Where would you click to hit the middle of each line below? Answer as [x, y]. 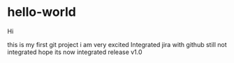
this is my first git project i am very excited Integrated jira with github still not [117, 44]
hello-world [42, 12]
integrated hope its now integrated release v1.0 [75, 52]
